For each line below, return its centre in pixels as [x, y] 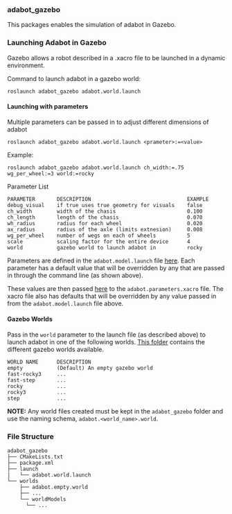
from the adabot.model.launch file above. [65, 303]
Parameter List [28, 186]
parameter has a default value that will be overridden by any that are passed [116, 267]
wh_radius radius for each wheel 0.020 [105, 223]
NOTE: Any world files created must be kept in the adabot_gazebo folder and [115, 411]
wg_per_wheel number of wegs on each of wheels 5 [99, 236]
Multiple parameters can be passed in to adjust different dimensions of [108, 122]
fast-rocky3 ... [37, 374]
